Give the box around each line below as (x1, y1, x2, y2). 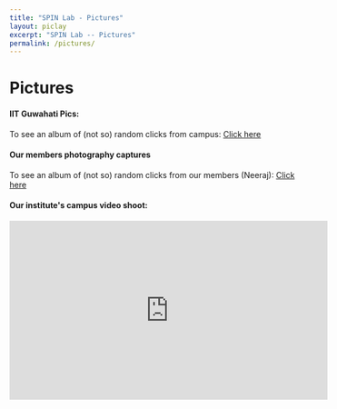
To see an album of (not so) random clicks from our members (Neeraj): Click (9, 169, 295, 180)
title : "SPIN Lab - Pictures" (9, 13, 124, 23)
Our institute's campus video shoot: (9, 200, 148, 211)
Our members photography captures (9, 149, 152, 160)
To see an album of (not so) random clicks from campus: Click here (9, 128, 262, 139)
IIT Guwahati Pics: (9, 108, 80, 119)
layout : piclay (9, 22, 67, 31)
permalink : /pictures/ (9, 38, 95, 48)
